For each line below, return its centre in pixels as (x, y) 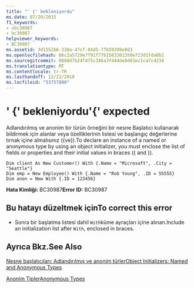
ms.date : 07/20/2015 (31, 17)
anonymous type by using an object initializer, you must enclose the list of (96, 146)
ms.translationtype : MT (35, 66)
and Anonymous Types (34, 267)
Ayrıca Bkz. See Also (44, 247)
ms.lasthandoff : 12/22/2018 (41, 77)
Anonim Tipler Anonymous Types (46, 279)
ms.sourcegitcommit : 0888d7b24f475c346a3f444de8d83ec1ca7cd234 (85, 60)
